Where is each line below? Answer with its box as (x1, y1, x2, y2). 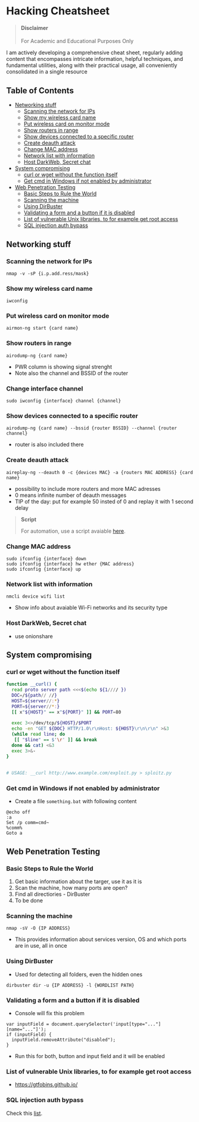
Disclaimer (20, 24, 49, 31)
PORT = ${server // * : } (11, 703, 60, 709)
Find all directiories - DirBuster (14, 891, 91, 898)
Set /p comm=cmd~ (6, 820, 49, 826)
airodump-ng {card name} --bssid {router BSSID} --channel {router (6, 425, 178, 431)
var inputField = (6, 1021, 49, 1027)
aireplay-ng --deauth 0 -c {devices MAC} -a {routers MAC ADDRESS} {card (6, 469, 194, 475)
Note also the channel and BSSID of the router (14, 369, 129, 377)
